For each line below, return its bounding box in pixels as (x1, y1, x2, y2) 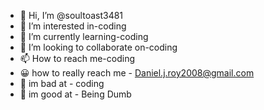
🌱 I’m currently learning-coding (19, 31, 149, 42)
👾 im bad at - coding (19, 78, 105, 89)
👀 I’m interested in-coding (19, 20, 127, 32)
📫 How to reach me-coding (19, 53, 136, 64)
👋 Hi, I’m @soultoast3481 (19, 10, 124, 21)
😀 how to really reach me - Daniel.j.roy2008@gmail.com (19, 67, 255, 79)
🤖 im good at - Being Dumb (19, 88, 132, 100)
